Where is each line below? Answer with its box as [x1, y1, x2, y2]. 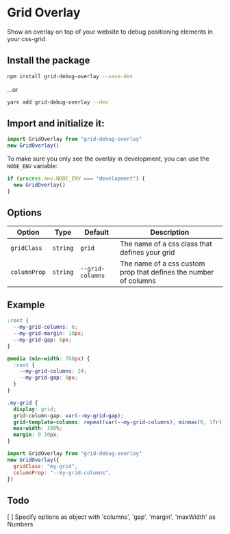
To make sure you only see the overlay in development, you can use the [7, 154, 210, 163]
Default [84, 227, 110, 237]
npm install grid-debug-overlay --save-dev [7, 73, 133, 80]
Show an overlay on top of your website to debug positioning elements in [7, 27, 214, 36]
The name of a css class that [119, 239, 212, 248]
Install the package [7, 55, 90, 67]
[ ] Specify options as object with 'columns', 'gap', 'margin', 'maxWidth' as [7, 513, 216, 521]
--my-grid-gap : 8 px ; [19, 374, 78, 382]
